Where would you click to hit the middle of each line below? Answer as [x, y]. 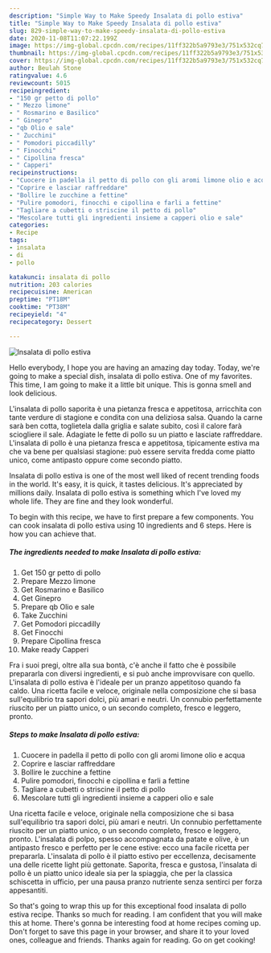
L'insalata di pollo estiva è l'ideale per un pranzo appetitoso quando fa [125, 682]
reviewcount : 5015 [40, 83]
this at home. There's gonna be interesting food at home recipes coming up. [135, 922]
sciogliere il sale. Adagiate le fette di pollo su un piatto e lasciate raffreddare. [136, 434]
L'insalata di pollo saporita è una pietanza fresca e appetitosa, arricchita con [135, 409]
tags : [18, 240]
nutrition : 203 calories [51, 285]
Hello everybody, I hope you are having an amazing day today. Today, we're [135, 368]
